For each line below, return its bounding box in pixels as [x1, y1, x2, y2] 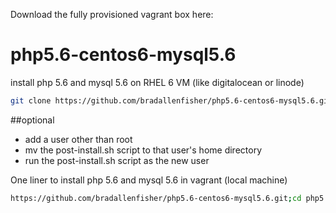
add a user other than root [24, 133, 133, 145]
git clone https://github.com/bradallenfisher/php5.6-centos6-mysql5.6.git [10, 95, 333, 106]
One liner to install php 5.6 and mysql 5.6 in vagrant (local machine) [10, 174, 288, 186]
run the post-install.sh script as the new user [24, 154, 210, 166]
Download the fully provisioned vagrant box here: [10, 9, 214, 20]
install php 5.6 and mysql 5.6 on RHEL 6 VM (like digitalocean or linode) [10, 76, 305, 88]
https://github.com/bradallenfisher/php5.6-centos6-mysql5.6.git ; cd [10, 193, 302, 203]
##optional [10, 114, 55, 126]
